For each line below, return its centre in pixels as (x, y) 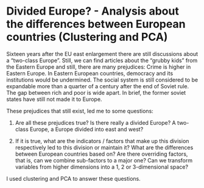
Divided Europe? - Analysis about (93, 11)
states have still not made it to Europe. (54, 99)
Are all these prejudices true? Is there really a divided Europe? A (95, 122)
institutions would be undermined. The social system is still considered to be (102, 80)
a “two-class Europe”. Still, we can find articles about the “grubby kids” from (102, 60)
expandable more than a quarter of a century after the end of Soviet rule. (98, 86)
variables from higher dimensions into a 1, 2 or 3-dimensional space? (102, 167)
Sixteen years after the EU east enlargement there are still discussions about (102, 54)
